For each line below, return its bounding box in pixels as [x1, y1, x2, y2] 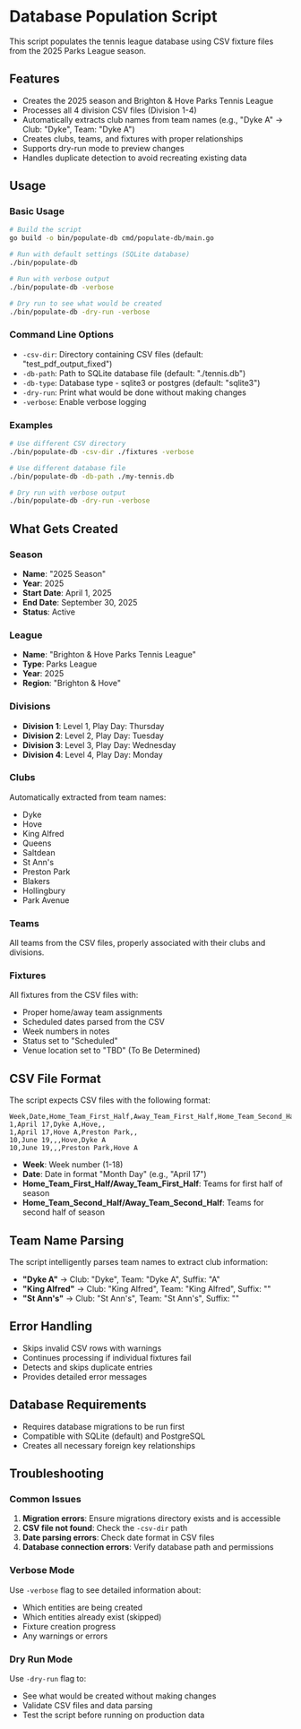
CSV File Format [9, 1071, 101, 1086]
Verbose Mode [9, 1564, 75, 1577]
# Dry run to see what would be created [9, 298, 163, 308]
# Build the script [9, 226, 82, 235]
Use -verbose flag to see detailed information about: [9, 1584, 202, 1596]
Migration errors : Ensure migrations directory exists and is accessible [21, 1513, 281, 1524]
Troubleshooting [9, 1467, 105, 1482]
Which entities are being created [21, 1602, 143, 1613]
